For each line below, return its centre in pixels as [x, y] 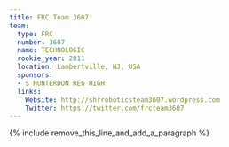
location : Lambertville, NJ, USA [79, 67]
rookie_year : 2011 [51, 58]
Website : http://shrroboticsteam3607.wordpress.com [122, 100]
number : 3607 [41, 42]
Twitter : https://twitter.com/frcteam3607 [105, 108]
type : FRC [35, 34]
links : [29, 91]
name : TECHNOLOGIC [51, 50]
